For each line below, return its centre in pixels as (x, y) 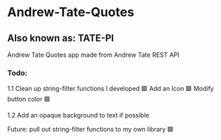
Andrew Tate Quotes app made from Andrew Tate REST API (94, 55)
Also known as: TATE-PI (61, 38)
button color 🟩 (29, 99)
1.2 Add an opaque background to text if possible (78, 115)
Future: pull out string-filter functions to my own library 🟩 (91, 129)
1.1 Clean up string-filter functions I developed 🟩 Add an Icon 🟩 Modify (110, 89)
